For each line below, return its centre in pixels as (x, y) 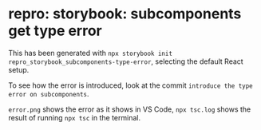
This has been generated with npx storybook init (91, 53)
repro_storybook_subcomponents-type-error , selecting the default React (126, 61)
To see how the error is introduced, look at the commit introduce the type (130, 85)
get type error (55, 31)
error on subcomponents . (49, 93)
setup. (19, 69)
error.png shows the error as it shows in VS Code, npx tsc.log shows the (130, 109)
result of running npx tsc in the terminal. (75, 117)
